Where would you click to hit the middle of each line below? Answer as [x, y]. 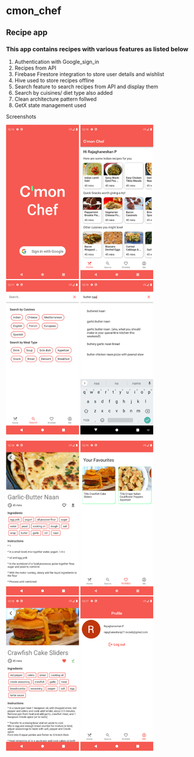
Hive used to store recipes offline [54, 80]
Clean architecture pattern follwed [56, 99]
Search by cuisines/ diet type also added [64, 92]
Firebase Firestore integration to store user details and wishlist [89, 74]
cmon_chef [34, 11]
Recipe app [27, 32]
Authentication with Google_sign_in [57, 61]
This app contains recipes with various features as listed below [97, 49]
